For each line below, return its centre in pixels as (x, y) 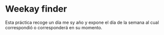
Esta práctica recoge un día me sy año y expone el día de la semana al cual (82, 22)
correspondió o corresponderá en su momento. (54, 27)
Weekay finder (36, 9)
